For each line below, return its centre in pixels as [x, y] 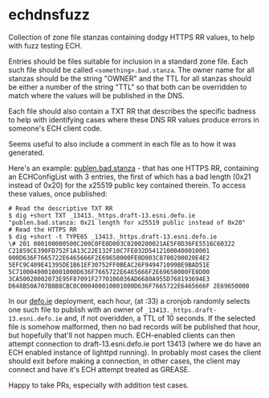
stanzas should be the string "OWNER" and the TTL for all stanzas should [130, 78]
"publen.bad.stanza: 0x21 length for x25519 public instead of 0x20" [127, 222]
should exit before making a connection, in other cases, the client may [124, 361]
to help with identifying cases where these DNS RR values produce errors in [134, 119]
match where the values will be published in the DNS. [96, 95]
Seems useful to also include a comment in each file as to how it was [122, 143]
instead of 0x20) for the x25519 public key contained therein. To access [127, 185]
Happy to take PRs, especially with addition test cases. [99, 385]
